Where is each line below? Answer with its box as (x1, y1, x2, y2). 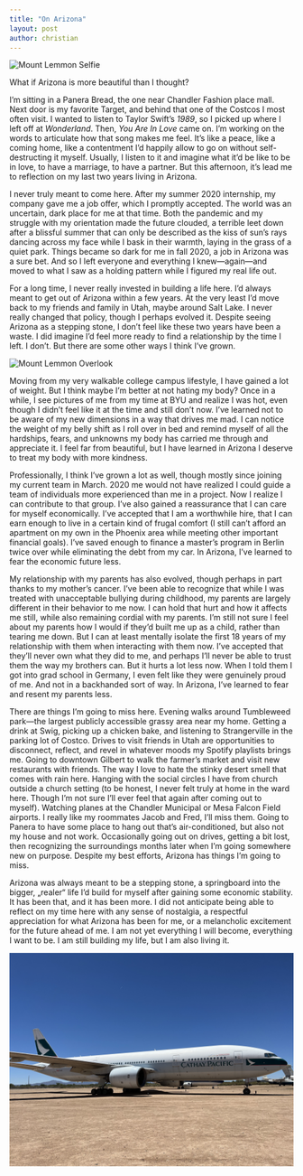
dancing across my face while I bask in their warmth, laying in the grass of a (9, 237, 292, 247)
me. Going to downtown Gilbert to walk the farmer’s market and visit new (9, 754, 280, 765)
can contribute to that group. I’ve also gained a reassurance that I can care (9, 499, 287, 509)
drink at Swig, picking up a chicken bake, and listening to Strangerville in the (9, 725, 293, 736)
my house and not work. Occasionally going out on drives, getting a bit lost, (9, 831, 290, 842)
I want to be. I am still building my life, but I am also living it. (9, 935, 230, 946)
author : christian (9, 33, 78, 42)
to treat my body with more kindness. (9, 453, 148, 463)
